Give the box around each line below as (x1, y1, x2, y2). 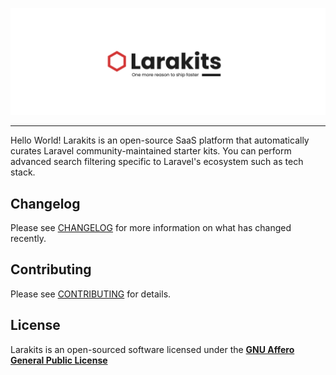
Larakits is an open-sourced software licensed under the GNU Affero (10, 343, 295, 355)
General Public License (10, 354, 108, 366)
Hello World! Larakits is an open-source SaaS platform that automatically (10, 134, 310, 147)
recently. (10, 233, 47, 245)
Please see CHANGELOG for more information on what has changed (10, 222, 292, 234)
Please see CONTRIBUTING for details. (10, 288, 172, 300)
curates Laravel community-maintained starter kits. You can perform (10, 145, 292, 157)
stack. (10, 166, 36, 178)
